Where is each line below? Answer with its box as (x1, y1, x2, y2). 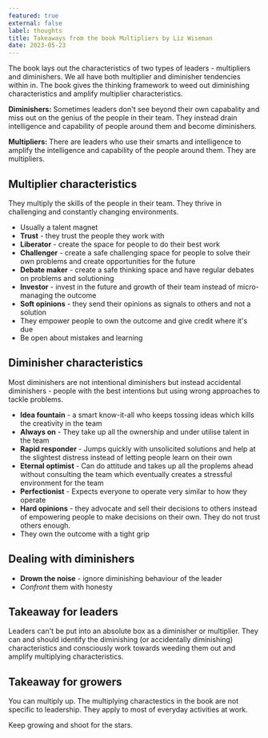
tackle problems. (8, 394, 64, 404)
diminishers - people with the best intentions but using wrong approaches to (8, 386, 260, 395)
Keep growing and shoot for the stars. (8, 720, 134, 730)
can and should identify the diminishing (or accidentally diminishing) (8, 635, 234, 644)
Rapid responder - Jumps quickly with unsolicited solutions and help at (19, 443, 256, 453)
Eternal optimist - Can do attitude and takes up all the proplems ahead (19, 461, 254, 471)
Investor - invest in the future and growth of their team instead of (19, 282, 236, 291)
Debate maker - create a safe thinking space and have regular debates (19, 265, 254, 275)
